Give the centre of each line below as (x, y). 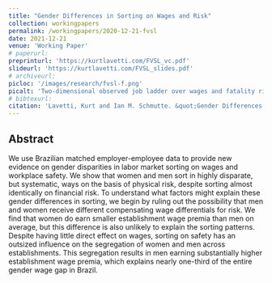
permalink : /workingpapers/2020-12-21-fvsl (83, 31)
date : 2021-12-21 (38, 38)
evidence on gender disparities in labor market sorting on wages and (123, 167)
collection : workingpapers (54, 23)
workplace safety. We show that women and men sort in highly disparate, (131, 175)
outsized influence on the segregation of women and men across (117, 244)
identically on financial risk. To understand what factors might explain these (134, 192)
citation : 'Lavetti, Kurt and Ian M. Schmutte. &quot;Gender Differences (136, 106)
